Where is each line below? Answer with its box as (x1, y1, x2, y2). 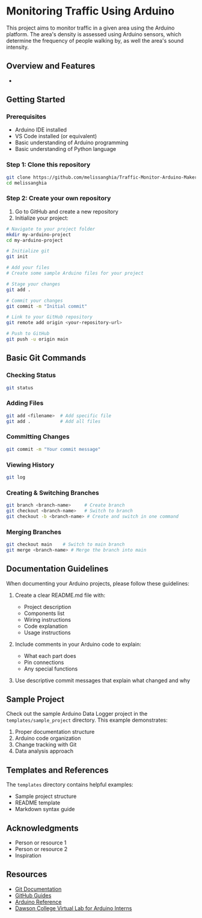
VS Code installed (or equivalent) (14, 133, 97, 140)
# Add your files (6, 264, 50, 271)
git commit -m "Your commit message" (6, 446, 101, 452)
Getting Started (6, 95, 66, 105)
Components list (23, 610, 65, 617)
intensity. (6, 43, 29, 51)
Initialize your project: (14, 214, 69, 222)
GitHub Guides (14, 891, 52, 899)
